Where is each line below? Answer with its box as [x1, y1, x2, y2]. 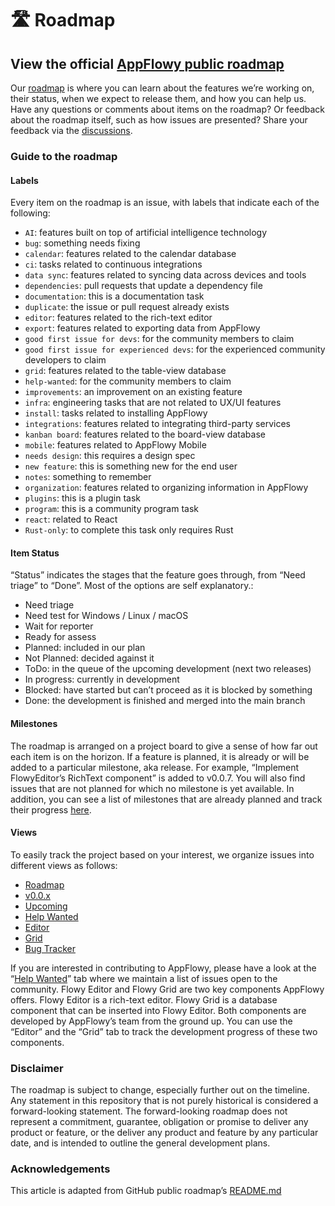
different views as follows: [10, 859, 118, 871]
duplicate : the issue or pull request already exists [24, 301, 230, 313]
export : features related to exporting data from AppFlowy [24, 322, 261, 334]
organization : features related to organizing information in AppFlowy [24, 482, 309, 494]
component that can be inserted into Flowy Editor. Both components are [10, 1004, 307, 1016]
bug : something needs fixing [24, 237, 141, 249]
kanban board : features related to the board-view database [24, 428, 266, 441]
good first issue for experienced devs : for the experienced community [24, 343, 326, 356]
